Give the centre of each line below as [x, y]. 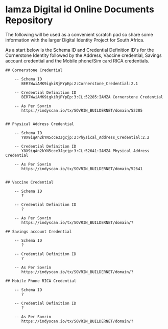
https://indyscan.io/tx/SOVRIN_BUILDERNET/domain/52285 [82, 110]
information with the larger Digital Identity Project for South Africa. [75, 40]
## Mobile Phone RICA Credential [41, 281]
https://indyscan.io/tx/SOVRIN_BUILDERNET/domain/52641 [82, 169]
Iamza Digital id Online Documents [80, 9]
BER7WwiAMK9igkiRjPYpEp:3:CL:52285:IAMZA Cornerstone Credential [92, 97]
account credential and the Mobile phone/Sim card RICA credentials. [77, 60]
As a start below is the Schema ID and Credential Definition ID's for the [80, 50]
